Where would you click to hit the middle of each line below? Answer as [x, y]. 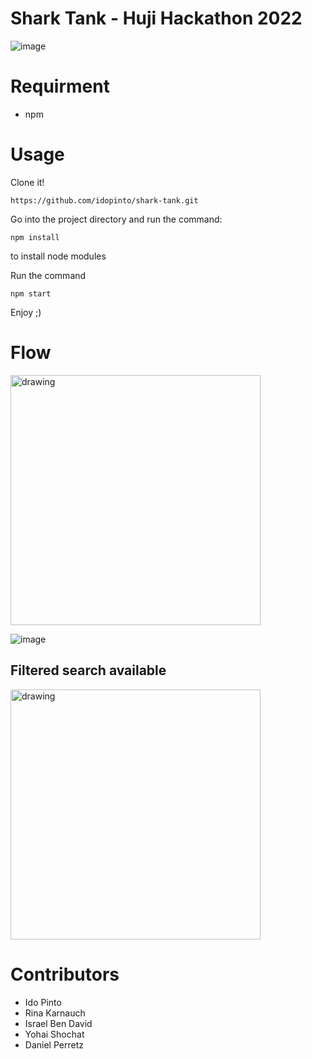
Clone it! [27, 182]
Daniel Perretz [54, 1044]
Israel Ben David [58, 1023]
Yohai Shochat [54, 1034]
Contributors [65, 974]
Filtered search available [88, 670]
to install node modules [58, 256]
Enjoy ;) [26, 312]
